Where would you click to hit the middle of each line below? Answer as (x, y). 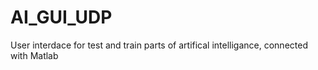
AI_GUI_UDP (61, 17)
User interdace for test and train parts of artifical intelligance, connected (159, 45)
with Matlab (34, 55)
